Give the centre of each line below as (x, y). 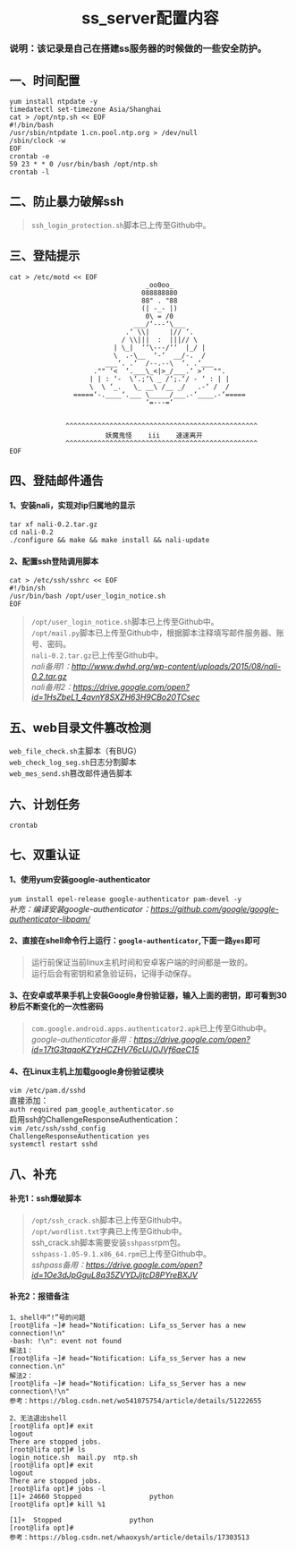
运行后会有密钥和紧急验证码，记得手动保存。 (114, 973)
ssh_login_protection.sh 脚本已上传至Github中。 (121, 225)
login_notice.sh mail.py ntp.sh (74, 1457)
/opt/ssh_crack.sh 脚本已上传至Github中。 (109, 1220)
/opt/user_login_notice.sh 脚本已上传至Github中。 (125, 622)
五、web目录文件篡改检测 (80, 727)
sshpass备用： (59, 1265)
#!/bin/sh (28, 588)
